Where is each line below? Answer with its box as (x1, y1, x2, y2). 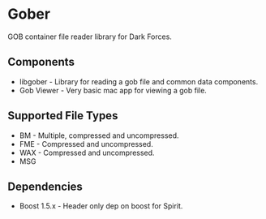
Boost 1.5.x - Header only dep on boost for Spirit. (19, 201, 183, 211)
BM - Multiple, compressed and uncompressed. (19, 131, 179, 140)
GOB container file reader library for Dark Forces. (7, 32, 172, 41)
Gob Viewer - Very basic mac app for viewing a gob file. (19, 85, 208, 95)
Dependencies (7, 179, 83, 193)
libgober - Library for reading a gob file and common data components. (19, 76, 259, 86)
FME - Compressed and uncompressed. (19, 139, 153, 148)
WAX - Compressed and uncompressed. (19, 148, 155, 157)
